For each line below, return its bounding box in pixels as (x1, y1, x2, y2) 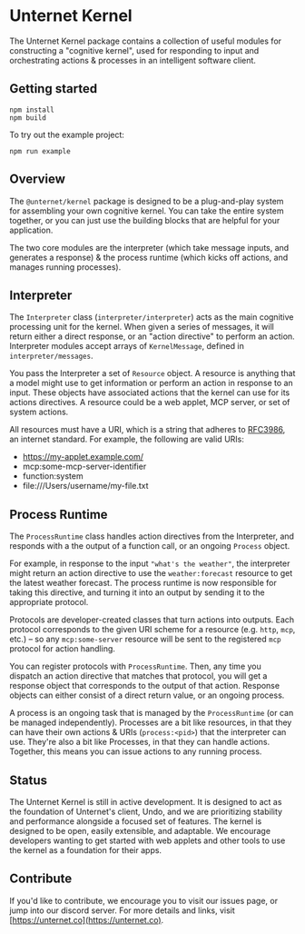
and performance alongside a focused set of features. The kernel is (9, 816, 262, 827)
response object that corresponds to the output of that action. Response (9, 681, 280, 691)
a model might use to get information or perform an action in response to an (9, 378, 293, 389)
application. (9, 224, 54, 235)
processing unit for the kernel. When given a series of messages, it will (9, 322, 274, 333)
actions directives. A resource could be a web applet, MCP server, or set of (9, 397, 290, 408)
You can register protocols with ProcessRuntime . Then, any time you (9, 661, 261, 672)
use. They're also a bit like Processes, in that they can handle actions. (9, 737, 271, 748)
